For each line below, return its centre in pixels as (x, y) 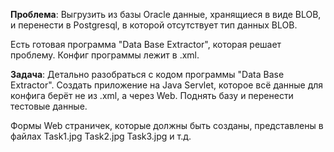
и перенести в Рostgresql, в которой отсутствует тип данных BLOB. (154, 25)
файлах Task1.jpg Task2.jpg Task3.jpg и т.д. (101, 136)
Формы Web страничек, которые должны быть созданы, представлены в (167, 125)
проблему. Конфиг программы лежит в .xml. (105, 55)
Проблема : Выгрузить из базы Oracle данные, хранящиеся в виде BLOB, (166, 14)
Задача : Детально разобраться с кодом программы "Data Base (147, 74)
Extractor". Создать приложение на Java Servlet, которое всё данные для (167, 85)
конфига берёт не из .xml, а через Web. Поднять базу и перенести (152, 95)
